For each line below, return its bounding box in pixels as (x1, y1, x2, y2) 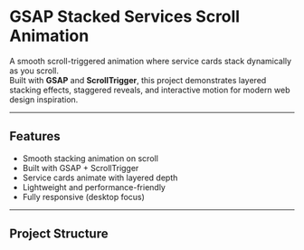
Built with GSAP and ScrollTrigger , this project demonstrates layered (9, 74, 267, 85)
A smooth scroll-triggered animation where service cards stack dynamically (9, 55, 292, 66)
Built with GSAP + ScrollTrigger (22, 162, 139, 173)
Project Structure (9, 226, 109, 242)
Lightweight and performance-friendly (22, 181, 166, 192)
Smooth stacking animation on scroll (22, 152, 158, 164)
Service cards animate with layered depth (22, 172, 178, 183)
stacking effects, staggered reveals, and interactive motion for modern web (9, 84, 291, 95)
